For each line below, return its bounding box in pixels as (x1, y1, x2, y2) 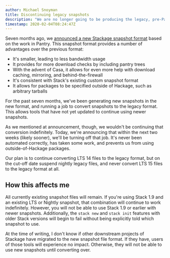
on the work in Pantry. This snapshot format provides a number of (5, 41, 143, 47)
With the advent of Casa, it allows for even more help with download (12, 67, 155, 73)
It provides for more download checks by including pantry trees (12, 61, 145, 67)
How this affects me (5, 181, 70, 189)
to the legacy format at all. (5, 166, 60, 172)
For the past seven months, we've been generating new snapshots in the (5, 98, 157, 104)
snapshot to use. (5, 221, 40, 227)
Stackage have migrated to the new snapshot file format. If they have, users (5, 236, 163, 242)
